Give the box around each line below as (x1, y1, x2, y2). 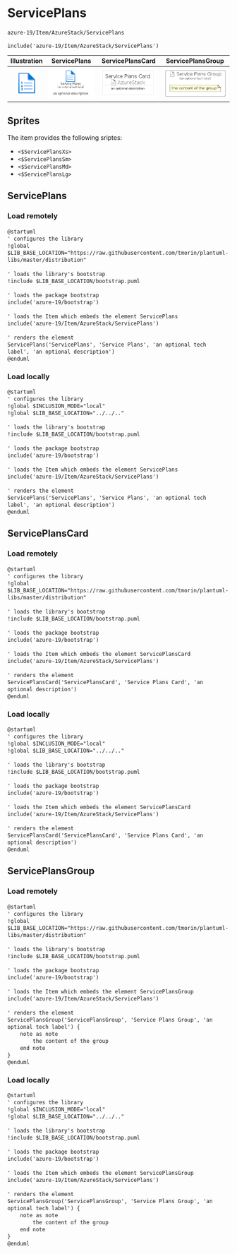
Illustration (10, 56, 44, 65)
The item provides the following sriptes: (7, 133, 123, 142)
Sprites (7, 114, 40, 126)
